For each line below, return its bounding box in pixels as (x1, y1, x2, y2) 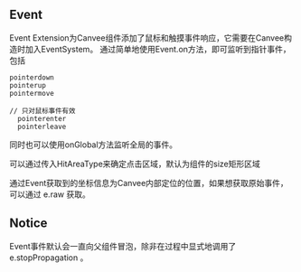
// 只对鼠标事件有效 (9, 106, 76, 116)
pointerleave (17, 122, 67, 131)
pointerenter (17, 114, 67, 123)
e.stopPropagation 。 (9, 252, 89, 263)
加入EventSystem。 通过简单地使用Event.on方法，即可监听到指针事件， (24, 43, 291, 54)
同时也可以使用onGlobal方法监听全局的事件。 (9, 139, 178, 150)
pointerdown (9, 72, 54, 82)
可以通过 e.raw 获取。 (9, 189, 90, 200)
